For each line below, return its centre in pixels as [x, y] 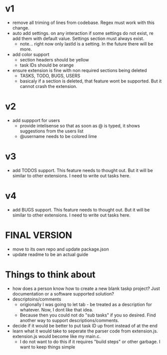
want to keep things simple [48, 347]
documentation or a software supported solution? [63, 293]
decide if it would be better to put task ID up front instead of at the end [85, 325]
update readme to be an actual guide [50, 254]
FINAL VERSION [39, 235]
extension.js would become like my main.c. [56, 336]
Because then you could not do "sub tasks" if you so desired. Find [88, 315]
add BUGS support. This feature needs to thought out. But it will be [81, 209]
